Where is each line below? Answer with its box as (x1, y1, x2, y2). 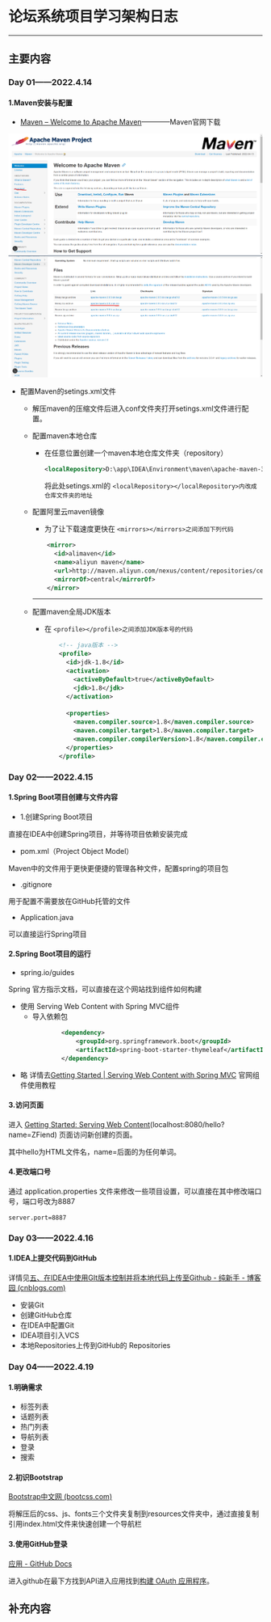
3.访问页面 (8, 1100, 44, 1110)
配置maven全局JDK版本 (31, 607, 111, 617)
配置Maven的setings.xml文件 (19, 386, 117, 396)
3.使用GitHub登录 (8, 1539, 68, 1548)
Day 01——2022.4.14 (8, 77, 93, 88)
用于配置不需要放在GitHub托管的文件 (8, 896, 131, 906)
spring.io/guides (19, 968, 75, 978)
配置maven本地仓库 (31, 431, 98, 441)
